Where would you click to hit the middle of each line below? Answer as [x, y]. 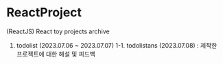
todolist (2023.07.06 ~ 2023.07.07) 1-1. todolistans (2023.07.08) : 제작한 [117, 45]
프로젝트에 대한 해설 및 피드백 [56, 54]
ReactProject [44, 13]
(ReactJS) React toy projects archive [58, 31]
